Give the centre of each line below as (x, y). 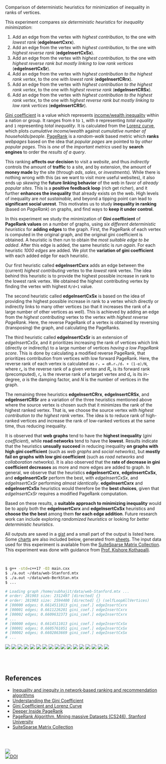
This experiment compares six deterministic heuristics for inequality (74, 22)
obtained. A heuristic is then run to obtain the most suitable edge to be (77, 240)
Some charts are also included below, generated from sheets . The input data (83, 539)
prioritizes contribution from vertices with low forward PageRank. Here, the (82, 358)
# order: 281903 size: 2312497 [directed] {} (53, 596)
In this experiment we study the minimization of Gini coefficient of (73, 219)
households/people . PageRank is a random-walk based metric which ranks (82, 136)
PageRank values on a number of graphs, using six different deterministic (81, 224)
